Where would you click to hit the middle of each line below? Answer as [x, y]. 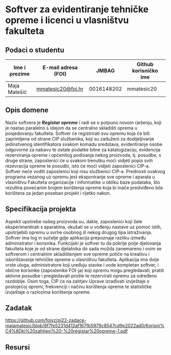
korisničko [145, 71]
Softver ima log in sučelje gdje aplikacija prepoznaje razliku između [76, 238]
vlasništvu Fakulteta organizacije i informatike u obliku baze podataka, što [83, 182]
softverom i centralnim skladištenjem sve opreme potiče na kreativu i [77, 254]
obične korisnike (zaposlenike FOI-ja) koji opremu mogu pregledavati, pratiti [85, 270]
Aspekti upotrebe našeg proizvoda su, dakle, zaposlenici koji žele [74, 221]
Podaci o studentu [35, 50]
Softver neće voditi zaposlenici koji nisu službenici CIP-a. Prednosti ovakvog [85, 171]
